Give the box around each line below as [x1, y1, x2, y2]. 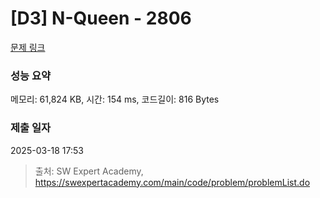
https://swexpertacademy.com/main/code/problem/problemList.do [34, 176, 311, 188]
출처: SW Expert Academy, [34, 165, 144, 177]
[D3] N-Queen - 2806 [10, 7, 192, 30]
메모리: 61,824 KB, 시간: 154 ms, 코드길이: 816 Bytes [10, 93, 220, 106]
